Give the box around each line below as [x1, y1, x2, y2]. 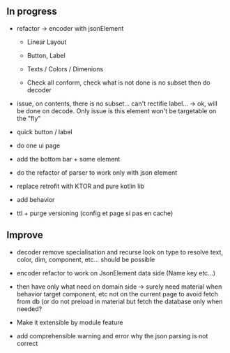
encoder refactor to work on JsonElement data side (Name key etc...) [16, 268, 216, 277]
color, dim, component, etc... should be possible [16, 255, 155, 264]
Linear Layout [26, 38, 67, 46]
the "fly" [16, 114, 41, 122]
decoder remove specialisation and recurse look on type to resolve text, [16, 247, 224, 256]
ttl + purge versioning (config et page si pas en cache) [16, 209, 174, 217]
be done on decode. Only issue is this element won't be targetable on [16, 106, 217, 115]
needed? [16, 304, 43, 313]
